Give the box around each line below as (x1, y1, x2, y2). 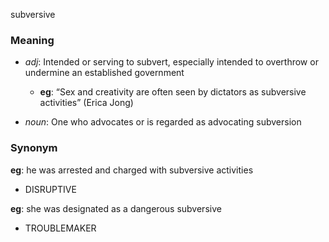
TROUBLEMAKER (24, 222, 97, 234)
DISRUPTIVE (24, 183, 77, 195)
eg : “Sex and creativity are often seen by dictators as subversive (39, 86, 307, 98)
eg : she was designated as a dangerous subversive (10, 202, 222, 214)
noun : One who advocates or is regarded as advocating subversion (24, 116, 302, 128)
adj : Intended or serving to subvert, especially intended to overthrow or (24, 56, 319, 68)
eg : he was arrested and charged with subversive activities (10, 164, 254, 176)
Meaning (10, 33, 55, 47)
